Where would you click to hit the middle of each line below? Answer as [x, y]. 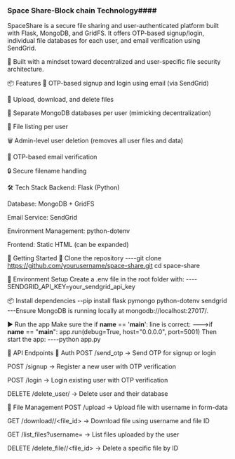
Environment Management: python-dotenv [69, 231]
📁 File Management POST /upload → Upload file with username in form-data [117, 407]
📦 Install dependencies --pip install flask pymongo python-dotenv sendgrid [117, 301]
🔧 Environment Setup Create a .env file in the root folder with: [96, 279]
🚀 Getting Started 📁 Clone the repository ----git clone [85, 258]
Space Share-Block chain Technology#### [82, 11]
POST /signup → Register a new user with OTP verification [92, 366]
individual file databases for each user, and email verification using [104, 41]
